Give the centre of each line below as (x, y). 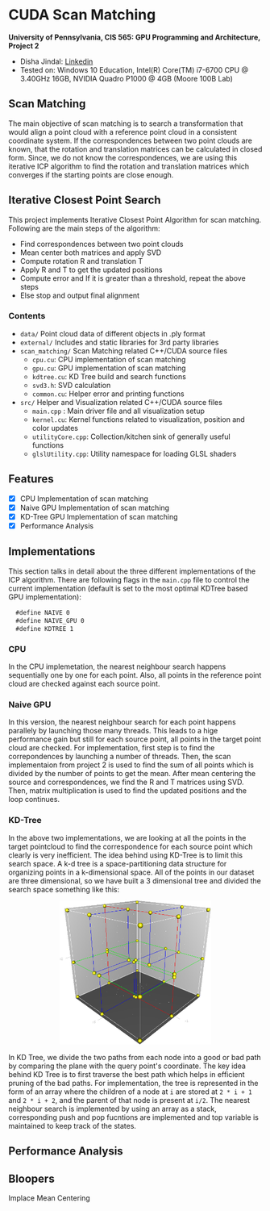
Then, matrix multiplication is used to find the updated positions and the (128, 791)
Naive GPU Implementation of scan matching (95, 507)
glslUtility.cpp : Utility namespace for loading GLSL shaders (134, 453)
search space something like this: (64, 889)
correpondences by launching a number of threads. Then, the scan (120, 757)
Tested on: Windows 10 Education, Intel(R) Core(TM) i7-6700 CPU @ (134, 69)
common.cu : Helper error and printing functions (108, 394)
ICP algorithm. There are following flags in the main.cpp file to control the (129, 579)
